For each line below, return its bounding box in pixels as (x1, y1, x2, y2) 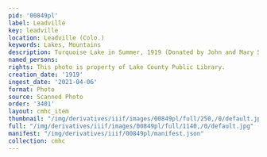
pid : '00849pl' (8, 11, 59, 20)
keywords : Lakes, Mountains (8, 41, 102, 49)
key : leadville (8, 26, 59, 34)
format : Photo (8, 85, 56, 94)
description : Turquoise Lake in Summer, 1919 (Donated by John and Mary (8, 48, 254, 56)
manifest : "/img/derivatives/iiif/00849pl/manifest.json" (8, 129, 204, 137)
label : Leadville (8, 19, 66, 27)
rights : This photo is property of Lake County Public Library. (8, 63, 226, 71)
